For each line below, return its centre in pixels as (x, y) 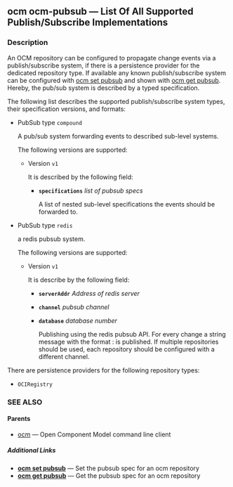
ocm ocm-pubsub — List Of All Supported (101, 12)
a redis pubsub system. (51, 239)
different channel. (64, 356)
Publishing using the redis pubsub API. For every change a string (132, 334)
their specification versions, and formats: (67, 109)
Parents (19, 419)
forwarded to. (58, 212)
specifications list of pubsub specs (91, 190)
